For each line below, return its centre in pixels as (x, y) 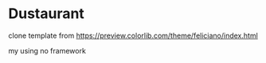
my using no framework (47, 50)
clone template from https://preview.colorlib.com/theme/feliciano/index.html (133, 35)
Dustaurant (47, 14)
